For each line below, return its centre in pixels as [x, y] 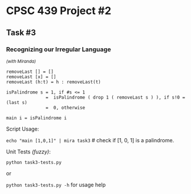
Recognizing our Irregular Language [59, 49]
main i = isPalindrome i [36, 118]
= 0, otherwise [65, 108]
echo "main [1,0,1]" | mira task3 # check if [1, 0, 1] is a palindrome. [90, 140]
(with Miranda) [21, 61]
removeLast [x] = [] [31, 77]
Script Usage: [23, 129]
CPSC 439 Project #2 [59, 11]
